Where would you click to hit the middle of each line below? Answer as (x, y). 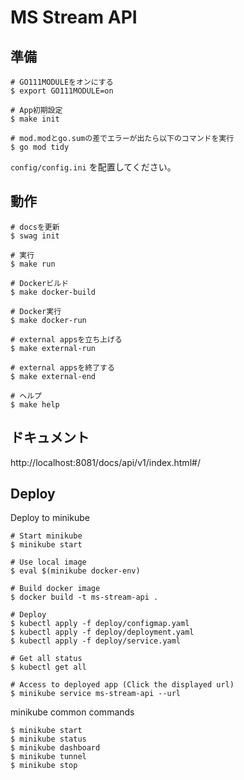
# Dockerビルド (39, 283)
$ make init (35, 119)
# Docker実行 (36, 311)
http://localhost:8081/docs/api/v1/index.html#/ (105, 462)
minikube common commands (72, 712)
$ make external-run (53, 348)
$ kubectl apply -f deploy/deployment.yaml (102, 632)
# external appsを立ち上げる (66, 339)
